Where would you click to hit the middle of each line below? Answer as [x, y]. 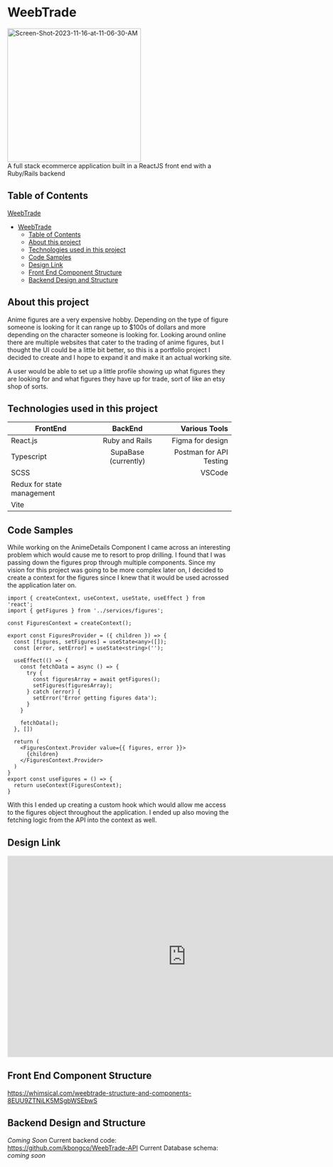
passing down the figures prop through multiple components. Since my [111, 562]
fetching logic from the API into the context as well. [82, 820]
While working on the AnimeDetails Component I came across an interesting [119, 547]
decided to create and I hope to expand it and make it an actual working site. [120, 357]
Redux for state [37, 484]
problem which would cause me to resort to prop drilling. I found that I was [117, 555]
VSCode [214, 473]
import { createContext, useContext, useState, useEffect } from [106, 598]
